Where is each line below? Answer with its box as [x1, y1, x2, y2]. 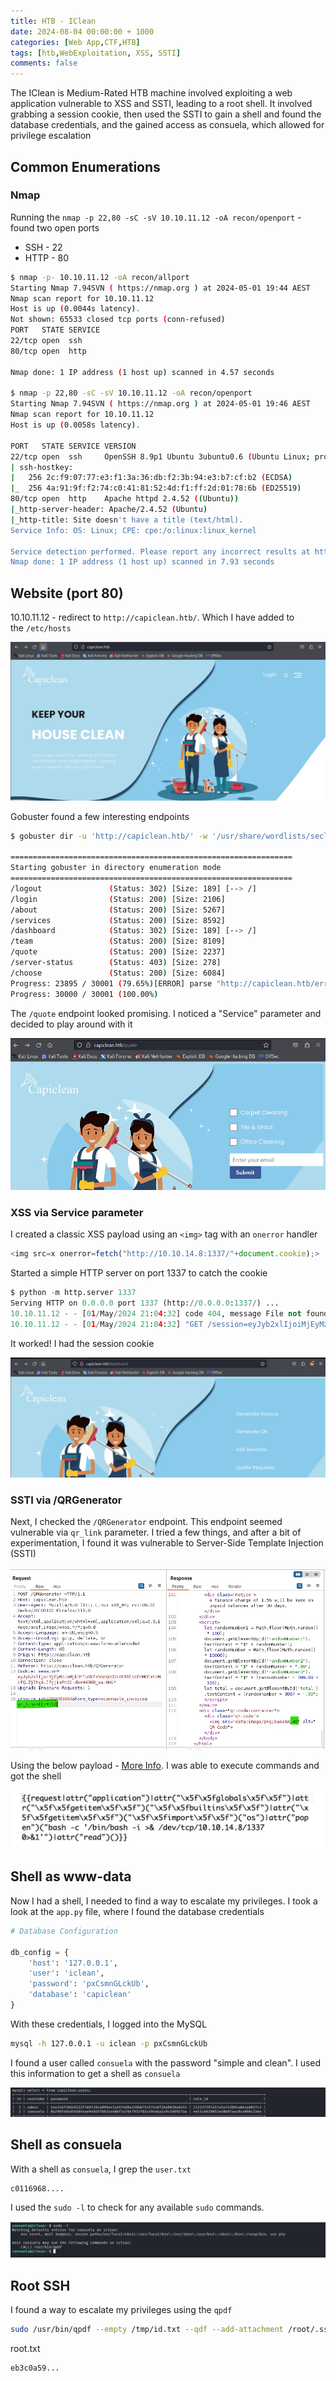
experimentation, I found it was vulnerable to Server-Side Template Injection [10, 1536, 324, 1549]
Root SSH [10, 2277, 71, 2294]
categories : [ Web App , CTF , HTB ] [10, 37, 141, 47]
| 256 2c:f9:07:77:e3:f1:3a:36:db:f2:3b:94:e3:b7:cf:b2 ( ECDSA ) [10, 473, 293, 483]
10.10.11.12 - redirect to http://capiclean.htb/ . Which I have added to [10, 611, 295, 624]
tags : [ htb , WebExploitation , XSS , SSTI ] [10, 48, 182, 58]
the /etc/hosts [10, 622, 72, 634]
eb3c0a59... [10, 2363, 60, 2374]
